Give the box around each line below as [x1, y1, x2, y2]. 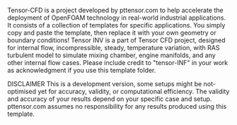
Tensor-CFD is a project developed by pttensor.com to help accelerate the [7, 6, 224, 14]
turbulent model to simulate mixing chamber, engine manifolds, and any [7, 51, 216, 59]
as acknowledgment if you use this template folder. [7, 66, 156, 74]
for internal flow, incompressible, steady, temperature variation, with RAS [7, 44, 220, 52]
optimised [7, 88, 37, 95]
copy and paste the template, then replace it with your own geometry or [7, 28, 217, 37]
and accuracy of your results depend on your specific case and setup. [7, 95, 212, 103]
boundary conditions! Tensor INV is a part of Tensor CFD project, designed [7, 36, 226, 44]
